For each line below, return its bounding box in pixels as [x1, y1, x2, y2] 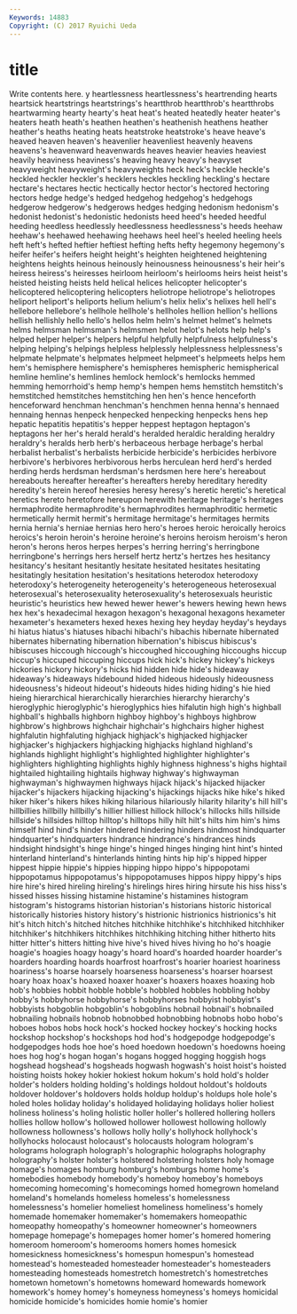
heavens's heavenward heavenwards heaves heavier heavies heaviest [9, 146, 267, 156]
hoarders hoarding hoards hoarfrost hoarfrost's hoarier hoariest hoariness [9, 956, 281, 968]
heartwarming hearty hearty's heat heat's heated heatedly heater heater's [9, 107, 281, 118]
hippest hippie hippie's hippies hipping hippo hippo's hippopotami [9, 862, 250, 873]
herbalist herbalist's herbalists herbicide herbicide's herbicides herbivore [9, 447, 277, 458]
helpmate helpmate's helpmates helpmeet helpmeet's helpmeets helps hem [9, 352, 285, 364]
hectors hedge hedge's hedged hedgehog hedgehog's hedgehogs [9, 193, 253, 203]
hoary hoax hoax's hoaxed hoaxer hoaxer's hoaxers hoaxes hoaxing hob [9, 976, 276, 986]
